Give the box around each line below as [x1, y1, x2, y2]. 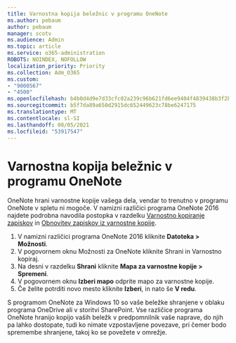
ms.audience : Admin [7, 37, 65, 44]
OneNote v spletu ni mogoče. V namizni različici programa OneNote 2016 [7, 204, 219, 212]
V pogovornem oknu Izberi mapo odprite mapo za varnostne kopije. [17, 277, 214, 285]
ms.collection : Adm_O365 [7, 69, 80, 76]
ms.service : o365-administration [7, 50, 105, 57]
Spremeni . [17, 270, 49, 278]
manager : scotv [7, 30, 52, 37]
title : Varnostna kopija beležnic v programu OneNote [7, 10, 169, 18]
